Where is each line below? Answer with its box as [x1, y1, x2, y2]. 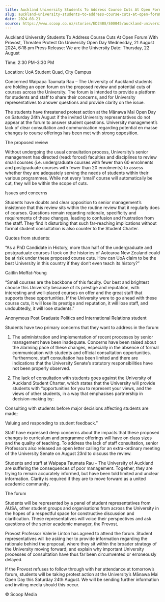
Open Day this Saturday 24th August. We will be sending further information [5, 576, 159, 583]
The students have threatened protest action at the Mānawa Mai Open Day [5, 109, 156, 115]
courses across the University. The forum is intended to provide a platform [5, 89, 156, 95]
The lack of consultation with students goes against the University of [12, 375, 152, 381]
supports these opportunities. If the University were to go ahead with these [5, 295, 157, 301]
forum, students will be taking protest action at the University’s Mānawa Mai [5, 572, 159, 577]
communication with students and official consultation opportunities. [12, 350, 151, 356]
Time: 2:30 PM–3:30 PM [5, 60, 55, 65]
